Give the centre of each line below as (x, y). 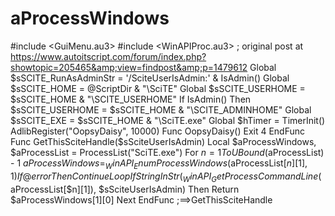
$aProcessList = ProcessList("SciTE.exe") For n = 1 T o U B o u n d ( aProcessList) (167, 152)
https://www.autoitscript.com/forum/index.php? (108, 56)
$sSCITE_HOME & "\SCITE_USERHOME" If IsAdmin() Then (131, 99)
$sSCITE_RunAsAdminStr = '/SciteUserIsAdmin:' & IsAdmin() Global (150, 78)
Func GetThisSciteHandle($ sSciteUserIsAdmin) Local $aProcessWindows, (163, 141)
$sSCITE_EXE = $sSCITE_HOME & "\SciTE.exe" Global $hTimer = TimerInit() (168, 120)
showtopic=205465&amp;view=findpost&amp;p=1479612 (129, 67)
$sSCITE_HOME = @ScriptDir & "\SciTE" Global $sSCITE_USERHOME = (158, 88)
